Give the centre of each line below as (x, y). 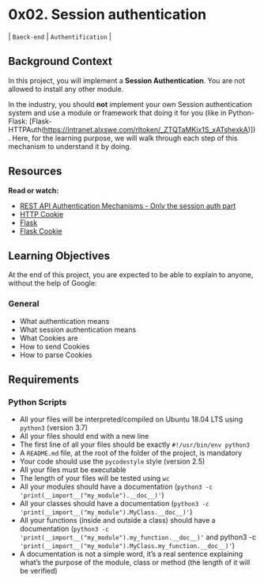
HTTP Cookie (41, 214)
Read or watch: (34, 190)
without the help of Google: (53, 284)
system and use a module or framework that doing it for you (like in (117, 112)
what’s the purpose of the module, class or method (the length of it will (135, 562)
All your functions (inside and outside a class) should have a (117, 520)
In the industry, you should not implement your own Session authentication (130, 104)
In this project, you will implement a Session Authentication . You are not (126, 80)
